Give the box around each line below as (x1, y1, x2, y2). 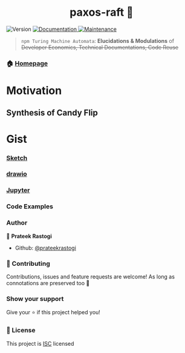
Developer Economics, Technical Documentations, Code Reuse (21, 44, 179, 51)
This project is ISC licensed (6, 340, 74, 347)
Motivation (6, 84, 62, 97)
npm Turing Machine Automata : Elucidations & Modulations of (21, 37, 174, 44)
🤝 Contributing (6, 259, 50, 268)
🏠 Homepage (6, 59, 48, 67)
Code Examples (6, 202, 53, 211)
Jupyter (6, 186, 30, 194)
